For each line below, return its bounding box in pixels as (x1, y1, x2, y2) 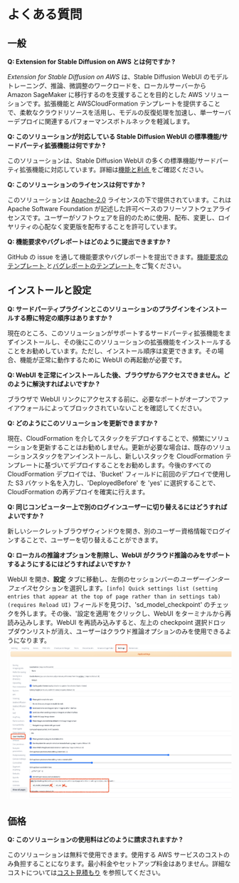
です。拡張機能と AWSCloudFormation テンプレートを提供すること (26, 99, 221, 108)
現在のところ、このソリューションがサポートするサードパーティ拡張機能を (7, 329, 225, 337)
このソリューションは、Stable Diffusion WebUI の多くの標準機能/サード (7, 156, 217, 165)
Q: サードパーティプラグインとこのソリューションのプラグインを (7, 305, 196, 313)
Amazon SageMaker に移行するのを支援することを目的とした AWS (7, 91, 203, 98)
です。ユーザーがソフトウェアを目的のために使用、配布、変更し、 (26, 213, 219, 222)
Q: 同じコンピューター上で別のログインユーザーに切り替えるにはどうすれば (7, 502, 228, 511)
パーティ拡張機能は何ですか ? (19, 141, 106, 150)
